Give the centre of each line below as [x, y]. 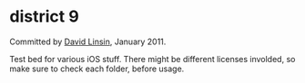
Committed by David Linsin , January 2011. [88, 41]
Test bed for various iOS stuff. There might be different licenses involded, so [152, 59]
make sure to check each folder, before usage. [97, 69]
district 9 [44, 17]
